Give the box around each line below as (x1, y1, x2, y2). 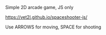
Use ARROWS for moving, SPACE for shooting (5, 24, 101, 30)
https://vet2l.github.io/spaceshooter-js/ (5, 14, 88, 20)
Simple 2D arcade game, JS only (5, 5, 74, 10)
